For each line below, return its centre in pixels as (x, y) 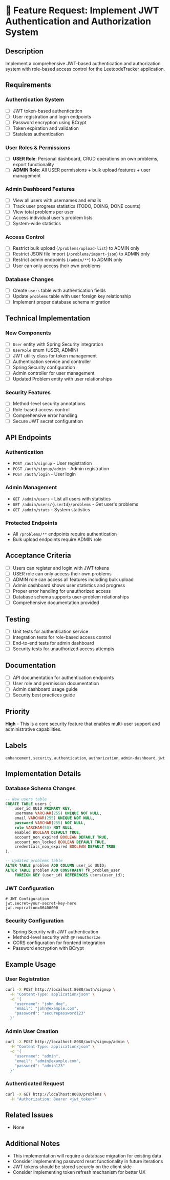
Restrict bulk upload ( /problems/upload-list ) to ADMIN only (76, 248)
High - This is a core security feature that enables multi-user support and (83, 724)
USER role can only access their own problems (62, 573)
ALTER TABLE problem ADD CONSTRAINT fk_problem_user (63, 870)
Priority (17, 712)
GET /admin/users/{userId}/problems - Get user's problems (76, 504)
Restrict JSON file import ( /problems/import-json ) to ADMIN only (81, 254)
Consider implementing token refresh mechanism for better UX (79, 1172)
